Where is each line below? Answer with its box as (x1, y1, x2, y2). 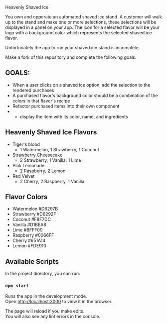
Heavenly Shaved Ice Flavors (5, 128, 97, 136)
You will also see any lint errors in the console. (5, 313, 101, 319)
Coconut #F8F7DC (12, 216, 51, 222)
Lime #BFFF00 (12, 227, 43, 233)
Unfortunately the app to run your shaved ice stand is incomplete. (5, 45, 140, 50)
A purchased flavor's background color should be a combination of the (12, 92, 158, 99)
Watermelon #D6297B (12, 206, 58, 212)
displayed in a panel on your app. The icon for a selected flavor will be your (5, 24, 160, 30)
